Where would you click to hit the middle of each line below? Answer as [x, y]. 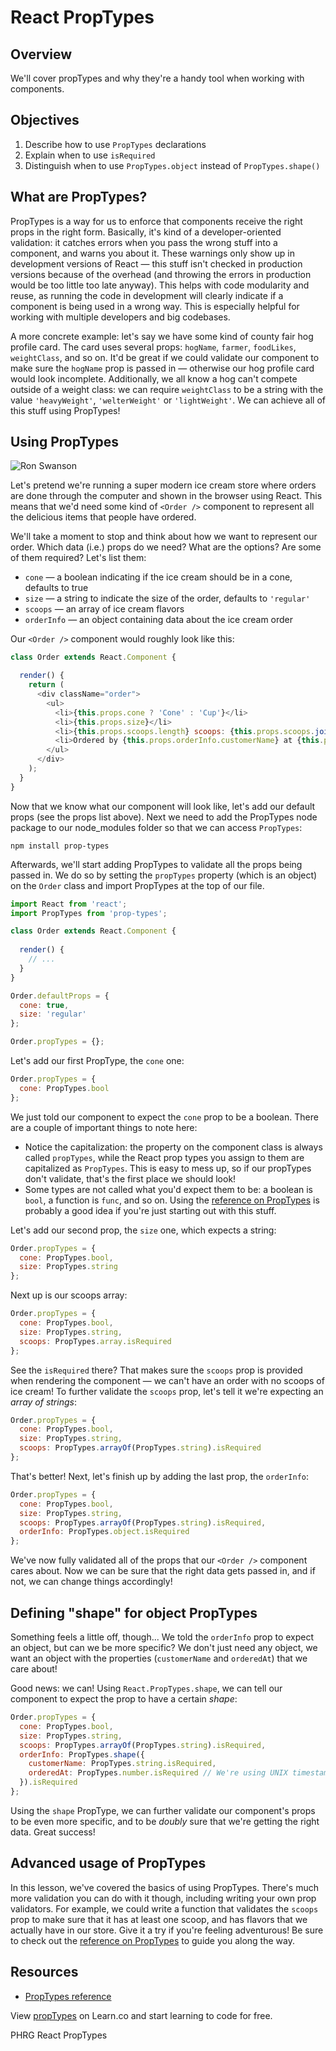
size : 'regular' [53, 1014]
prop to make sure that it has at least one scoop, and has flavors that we [159, 1919]
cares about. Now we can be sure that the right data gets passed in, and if [163, 1571]
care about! [34, 1669]
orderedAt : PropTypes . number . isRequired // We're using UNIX [158, 1773]
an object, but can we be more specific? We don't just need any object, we [164, 1647]
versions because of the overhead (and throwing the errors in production [161, 274]
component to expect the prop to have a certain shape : [124, 1699]
